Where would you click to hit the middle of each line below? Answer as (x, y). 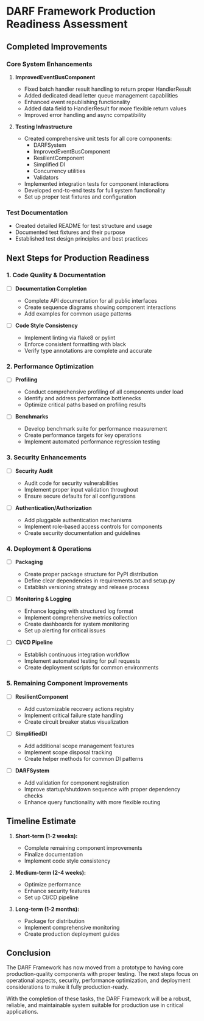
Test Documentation (37, 213)
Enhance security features (57, 891)
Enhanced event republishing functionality (77, 102)
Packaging (29, 562)
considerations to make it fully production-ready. (68, 987)
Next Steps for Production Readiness (78, 258)
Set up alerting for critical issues (65, 631)
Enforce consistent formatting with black (75, 344)
